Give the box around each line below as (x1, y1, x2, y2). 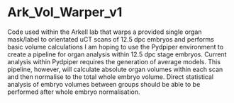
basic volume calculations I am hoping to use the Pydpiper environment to (7, 42, 224, 51)
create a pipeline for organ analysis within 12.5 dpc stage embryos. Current (7, 50, 227, 59)
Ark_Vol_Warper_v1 (7, 4, 123, 20)
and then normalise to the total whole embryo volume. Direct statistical (7, 72, 214, 81)
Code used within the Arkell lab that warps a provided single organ (7, 28, 202, 36)
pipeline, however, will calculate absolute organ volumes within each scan (7, 65, 223, 73)
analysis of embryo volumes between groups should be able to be (7, 80, 201, 88)
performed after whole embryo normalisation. (7, 87, 140, 96)
